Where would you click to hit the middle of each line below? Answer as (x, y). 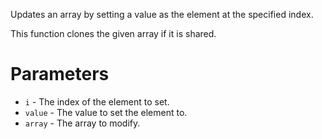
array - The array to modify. (82, 123)
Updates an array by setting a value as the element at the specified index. (162, 14)
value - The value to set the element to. (106, 112)
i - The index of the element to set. (97, 101)
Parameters (60, 74)
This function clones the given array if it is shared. (113, 33)
